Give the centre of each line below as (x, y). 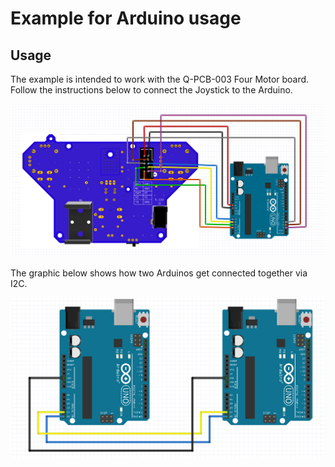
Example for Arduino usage (126, 18)
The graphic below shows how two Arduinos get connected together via (159, 273)
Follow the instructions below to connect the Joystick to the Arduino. (151, 90)
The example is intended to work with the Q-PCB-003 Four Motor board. (160, 79)
